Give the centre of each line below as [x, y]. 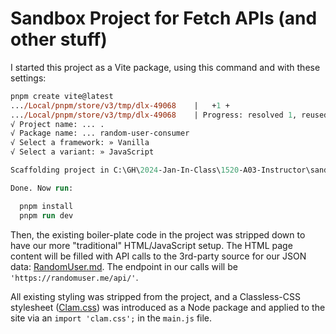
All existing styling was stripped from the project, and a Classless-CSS [155, 296]
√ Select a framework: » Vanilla [80, 143]
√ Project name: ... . [57, 124]
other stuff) [59, 39]
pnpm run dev [46, 215]
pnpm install [46, 206]
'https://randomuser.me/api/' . [74, 277]
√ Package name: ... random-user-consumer [100, 133]
